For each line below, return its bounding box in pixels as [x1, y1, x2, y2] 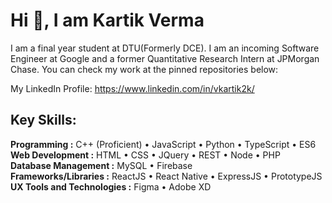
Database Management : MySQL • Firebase [10, 159, 193, 171]
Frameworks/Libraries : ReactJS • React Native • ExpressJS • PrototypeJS [10, 170, 323, 182]
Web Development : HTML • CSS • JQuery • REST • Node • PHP [10, 149, 281, 161]
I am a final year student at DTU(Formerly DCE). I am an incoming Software [10, 42, 320, 54]
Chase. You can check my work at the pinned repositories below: [10, 63, 279, 75]
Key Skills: [10, 112, 77, 129]
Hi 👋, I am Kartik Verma [10, 9, 205, 32]
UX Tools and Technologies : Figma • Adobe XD [10, 180, 212, 193]
